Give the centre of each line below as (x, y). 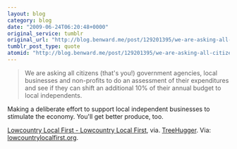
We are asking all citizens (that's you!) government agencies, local (121, 73)
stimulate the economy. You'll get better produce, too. (85, 116)
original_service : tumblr (45, 33)
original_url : (28, 40)
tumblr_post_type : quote (44, 46)
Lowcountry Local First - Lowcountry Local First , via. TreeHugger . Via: (109, 130)
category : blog (30, 20)
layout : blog (26, 14)
